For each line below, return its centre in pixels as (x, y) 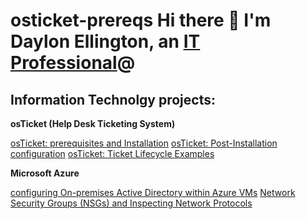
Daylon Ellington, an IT (105, 41)
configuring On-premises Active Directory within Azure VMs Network (153, 192)
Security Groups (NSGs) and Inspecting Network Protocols (131, 203)
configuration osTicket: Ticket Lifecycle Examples (112, 153)
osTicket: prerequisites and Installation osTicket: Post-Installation (144, 143)
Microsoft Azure (45, 173)
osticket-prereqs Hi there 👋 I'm (141, 20)
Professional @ (73, 63)
